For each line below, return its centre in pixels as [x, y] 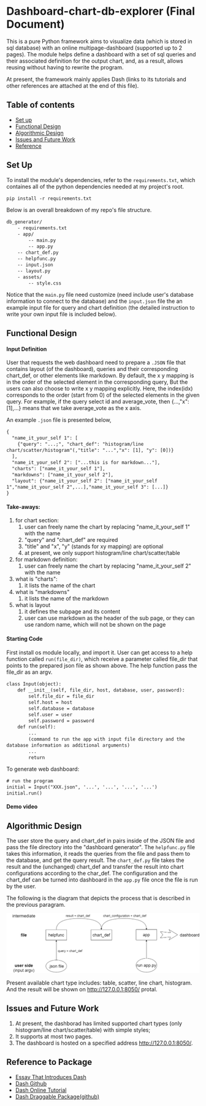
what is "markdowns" [42, 592]
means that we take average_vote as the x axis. [82, 408]
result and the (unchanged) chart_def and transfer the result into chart [95, 866]
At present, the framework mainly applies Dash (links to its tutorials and [96, 79]
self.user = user [50, 715]
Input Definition [27, 349]
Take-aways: [23, 506]
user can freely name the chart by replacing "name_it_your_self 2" [108, 566]
